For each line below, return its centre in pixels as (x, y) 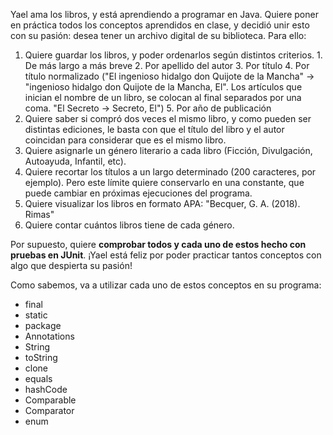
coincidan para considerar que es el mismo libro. (125, 140)
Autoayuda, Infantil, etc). (75, 161)
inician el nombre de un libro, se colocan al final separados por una (163, 97)
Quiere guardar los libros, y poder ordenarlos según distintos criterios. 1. (173, 55)
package (43, 325)
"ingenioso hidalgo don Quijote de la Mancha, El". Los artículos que (163, 87)
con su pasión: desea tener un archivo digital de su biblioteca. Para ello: (158, 35)
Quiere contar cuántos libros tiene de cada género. (129, 225)
